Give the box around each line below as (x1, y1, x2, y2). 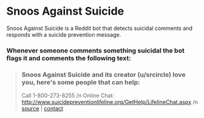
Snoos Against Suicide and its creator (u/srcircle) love (21, 70, 186, 79)
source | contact (21, 105, 63, 112)
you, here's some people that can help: (21, 78, 140, 86)
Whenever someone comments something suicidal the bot (6, 46, 185, 54)
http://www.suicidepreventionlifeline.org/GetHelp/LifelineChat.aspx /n (21, 98, 198, 106)
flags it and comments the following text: (6, 54, 131, 62)
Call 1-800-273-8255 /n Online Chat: (21, 92, 115, 99)
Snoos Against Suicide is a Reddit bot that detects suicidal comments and (6, 24, 193, 32)
